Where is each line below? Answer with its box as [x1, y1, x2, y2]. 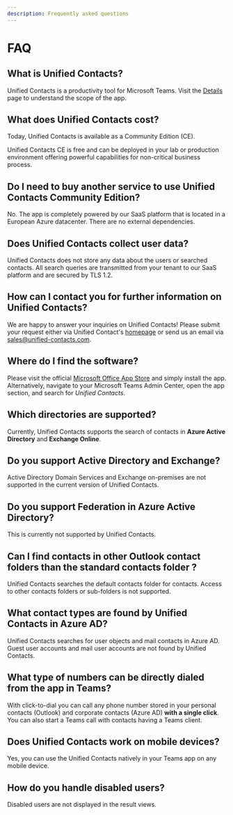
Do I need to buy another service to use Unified [7, 180, 216, 192]
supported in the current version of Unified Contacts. [7, 481, 159, 489]
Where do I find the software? [7, 356, 139, 367]
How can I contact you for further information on [7, 291, 222, 303]
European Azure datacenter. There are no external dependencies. [7, 217, 195, 226]
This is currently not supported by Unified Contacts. [7, 530, 156, 539]
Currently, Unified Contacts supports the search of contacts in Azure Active [7, 427, 226, 436]
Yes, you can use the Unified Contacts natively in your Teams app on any [7, 754, 217, 763]
